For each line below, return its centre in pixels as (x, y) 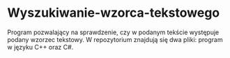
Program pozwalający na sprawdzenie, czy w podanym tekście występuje (113, 32)
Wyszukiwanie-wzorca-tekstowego (114, 13)
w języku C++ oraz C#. (40, 47)
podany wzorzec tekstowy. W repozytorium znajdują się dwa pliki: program (115, 39)
